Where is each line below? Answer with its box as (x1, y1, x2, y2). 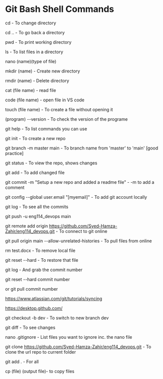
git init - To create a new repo (5, 135, 66, 141)
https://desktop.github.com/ (5, 305, 63, 311)
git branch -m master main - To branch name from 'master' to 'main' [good (5, 145, 159, 151)
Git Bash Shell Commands (5, 3, 114, 15)
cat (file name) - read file (5, 87, 56, 93)
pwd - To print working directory (5, 39, 72, 45)
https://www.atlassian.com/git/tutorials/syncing (5, 296, 103, 302)
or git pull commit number (5, 286, 58, 292)
